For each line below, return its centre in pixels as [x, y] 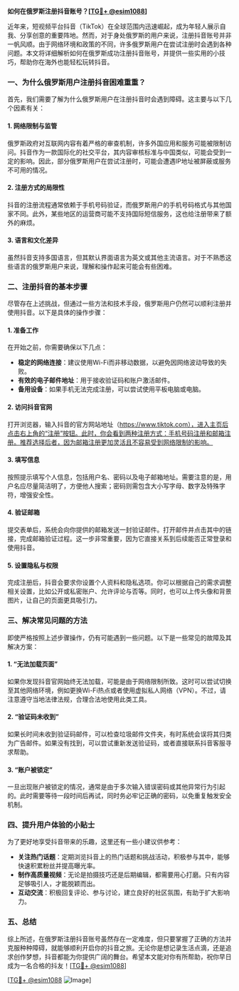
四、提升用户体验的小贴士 [51, 825]
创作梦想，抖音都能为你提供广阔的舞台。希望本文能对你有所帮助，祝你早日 [122, 957]
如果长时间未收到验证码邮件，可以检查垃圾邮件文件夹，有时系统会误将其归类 [119, 734]
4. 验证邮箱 [24, 513]
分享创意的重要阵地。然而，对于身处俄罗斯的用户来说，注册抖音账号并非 [126, 35]
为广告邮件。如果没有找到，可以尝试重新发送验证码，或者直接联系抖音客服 [116, 743]
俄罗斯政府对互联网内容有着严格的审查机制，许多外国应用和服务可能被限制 [116, 143]
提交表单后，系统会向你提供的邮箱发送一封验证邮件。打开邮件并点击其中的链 [119, 530]
